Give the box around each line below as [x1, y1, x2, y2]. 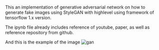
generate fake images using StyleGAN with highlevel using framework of [5, 9, 155, 15]
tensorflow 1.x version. [5, 15, 52, 20]
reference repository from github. [5, 30, 74, 35]
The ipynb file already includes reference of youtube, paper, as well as [5, 24, 150, 30]
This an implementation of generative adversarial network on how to [5, 4, 146, 10]
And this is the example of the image [5, 39, 81, 45]
